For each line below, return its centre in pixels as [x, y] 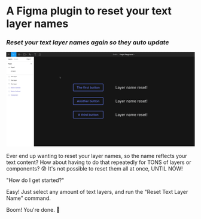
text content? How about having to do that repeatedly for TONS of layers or [99, 162]
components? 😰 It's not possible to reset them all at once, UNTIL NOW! [95, 169]
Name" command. [28, 198]
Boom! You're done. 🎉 [33, 210]
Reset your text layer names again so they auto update [88, 42]
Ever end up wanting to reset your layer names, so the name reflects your [97, 156]
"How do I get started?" [35, 180]
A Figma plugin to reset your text [89, 11]
